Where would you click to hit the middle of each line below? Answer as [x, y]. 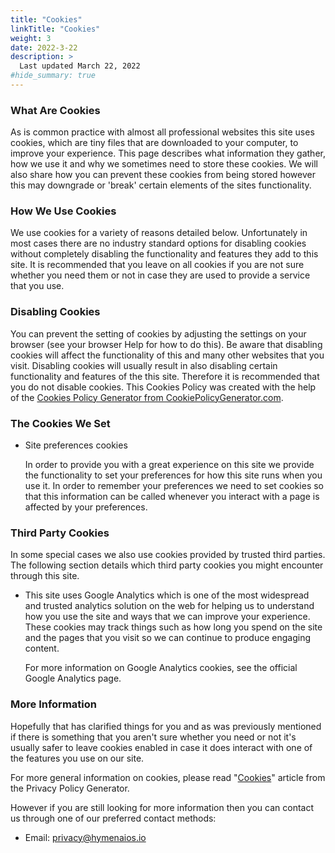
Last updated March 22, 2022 [80, 66]
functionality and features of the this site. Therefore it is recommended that [165, 376]
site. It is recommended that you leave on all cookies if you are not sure [157, 265]
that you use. [37, 286]
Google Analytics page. [73, 678]
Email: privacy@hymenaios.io [85, 837]
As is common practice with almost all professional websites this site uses [162, 132]
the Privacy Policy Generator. [70, 788]
